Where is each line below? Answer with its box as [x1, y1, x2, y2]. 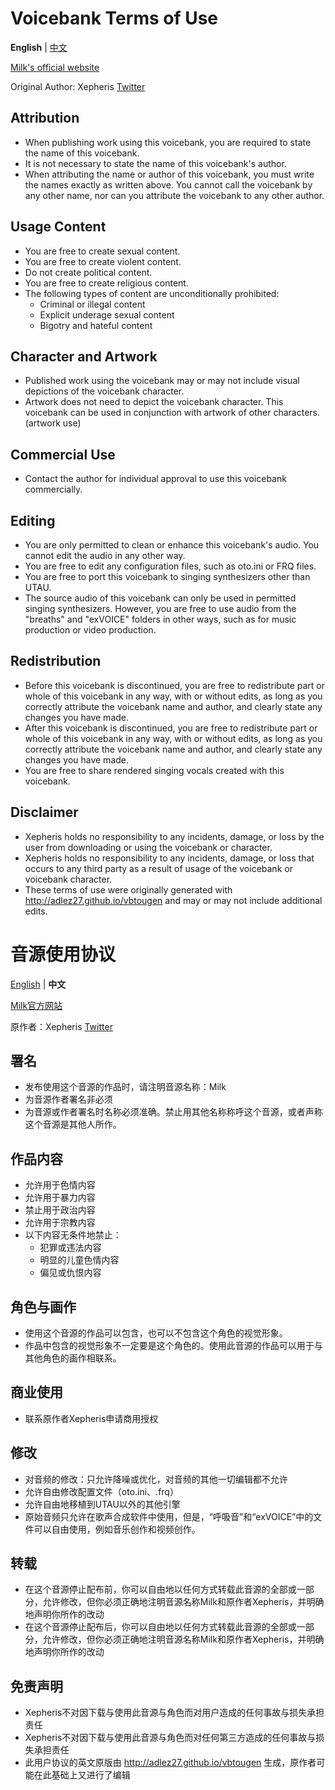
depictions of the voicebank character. [24, 385, 185, 397]
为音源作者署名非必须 [24, 1093, 113, 1106]
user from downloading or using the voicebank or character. [24, 841, 273, 853]
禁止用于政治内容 [24, 1204, 96, 1216]
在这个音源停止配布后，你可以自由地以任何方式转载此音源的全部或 [24, 1621, 297, 1633]
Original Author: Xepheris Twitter [10, 80, 146, 92]
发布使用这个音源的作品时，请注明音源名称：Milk [24, 1081, 227, 1093]
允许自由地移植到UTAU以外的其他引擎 [24, 1498, 181, 1510]
